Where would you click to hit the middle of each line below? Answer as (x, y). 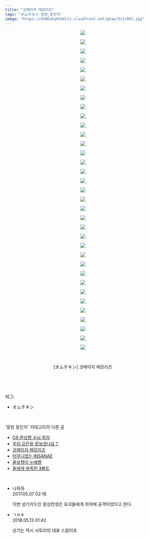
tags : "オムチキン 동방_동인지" (34, 14)
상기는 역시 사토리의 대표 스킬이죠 (45, 531)
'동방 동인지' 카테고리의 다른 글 (35, 427)
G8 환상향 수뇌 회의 (31, 438)
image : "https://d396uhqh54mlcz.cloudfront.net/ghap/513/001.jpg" (75, 19)
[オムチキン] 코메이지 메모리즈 (83, 367)
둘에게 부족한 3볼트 (31, 468)
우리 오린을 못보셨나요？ (36, 444)
